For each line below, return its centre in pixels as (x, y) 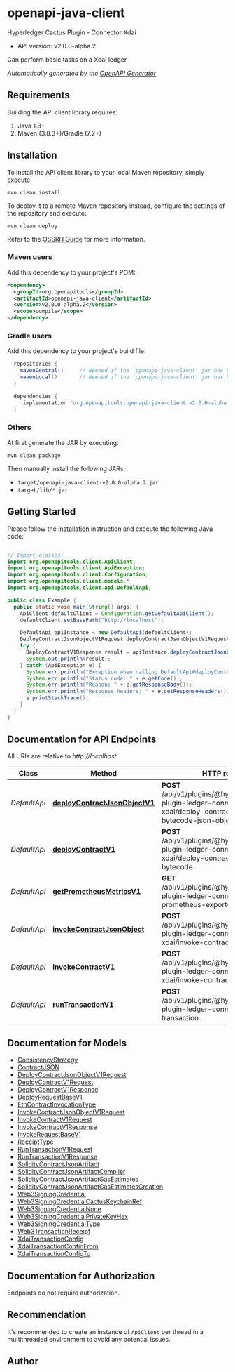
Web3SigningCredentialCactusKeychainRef (80, 1201)
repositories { (36, 364)
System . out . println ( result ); (68, 659)
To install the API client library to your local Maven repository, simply (106, 172)
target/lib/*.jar (43, 490)
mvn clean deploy (33, 226)
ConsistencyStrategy (48, 1060)
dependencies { (36, 396)
